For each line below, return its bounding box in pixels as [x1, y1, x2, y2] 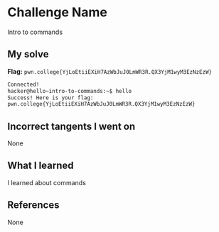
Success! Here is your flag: [7, 94, 94, 101]
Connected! [7, 81, 40, 88]
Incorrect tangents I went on [7, 120, 136, 132]
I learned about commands [7, 178, 87, 187]
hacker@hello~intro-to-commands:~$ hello [7, 87, 132, 94]
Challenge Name [7, 4, 108, 21]
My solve [7, 48, 49, 60]
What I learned [7, 160, 74, 172]
